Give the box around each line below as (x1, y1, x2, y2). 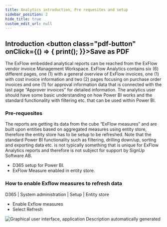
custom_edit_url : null (5, 21, 52, 26)
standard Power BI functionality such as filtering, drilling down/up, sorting (5, 137, 157, 143)
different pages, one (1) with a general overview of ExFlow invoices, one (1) (5, 71, 160, 77)
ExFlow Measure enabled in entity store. (12, 167, 95, 174)
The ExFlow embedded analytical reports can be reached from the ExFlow (5, 61, 158, 67)
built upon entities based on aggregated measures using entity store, (5, 126, 147, 132)
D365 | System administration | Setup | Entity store (5, 191, 110, 197)
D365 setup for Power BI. (12, 162, 65, 168)
